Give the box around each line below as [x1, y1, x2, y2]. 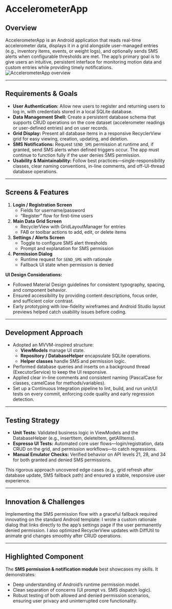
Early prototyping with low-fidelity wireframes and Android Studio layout [12, 303, 165, 309]
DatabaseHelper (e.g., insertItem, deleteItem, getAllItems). [12, 435, 136, 441]
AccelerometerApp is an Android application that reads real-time [5, 37, 142, 43]
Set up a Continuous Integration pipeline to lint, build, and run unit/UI [12, 385, 158, 392]
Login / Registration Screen [12, 201, 73, 208]
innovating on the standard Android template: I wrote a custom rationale [5, 516, 157, 523]
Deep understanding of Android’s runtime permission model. [12, 581, 141, 587]
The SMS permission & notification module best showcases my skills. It [5, 566, 158, 572]
